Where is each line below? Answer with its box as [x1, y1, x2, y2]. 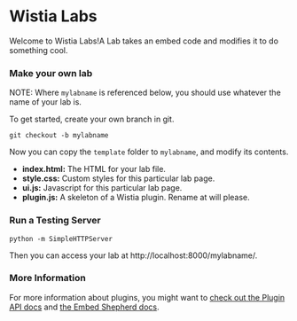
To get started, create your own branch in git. [9, 114, 175, 125]
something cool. [9, 44, 68, 55]
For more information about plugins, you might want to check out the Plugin [9, 292, 285, 302]
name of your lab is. [9, 97, 82, 107]
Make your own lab [9, 67, 93, 79]
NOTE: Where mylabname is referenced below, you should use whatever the [9, 87, 281, 98]
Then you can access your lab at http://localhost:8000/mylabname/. [9, 250, 258, 261]
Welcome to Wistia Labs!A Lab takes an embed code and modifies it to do [9, 35, 279, 46]
